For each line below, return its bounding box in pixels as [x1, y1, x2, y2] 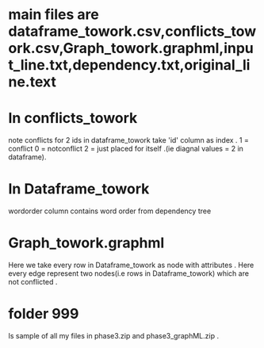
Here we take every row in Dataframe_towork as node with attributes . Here [8, 260, 254, 270]
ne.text [8, 73, 57, 91]
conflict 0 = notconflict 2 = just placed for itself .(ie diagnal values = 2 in [8, 144, 244, 154]
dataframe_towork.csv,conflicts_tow [8, 22, 257, 40]
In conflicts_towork [8, 109, 138, 128]
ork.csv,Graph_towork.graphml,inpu [8, 40, 254, 57]
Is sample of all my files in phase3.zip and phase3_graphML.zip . [8, 331, 220, 340]
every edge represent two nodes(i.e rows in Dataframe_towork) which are [8, 269, 250, 278]
